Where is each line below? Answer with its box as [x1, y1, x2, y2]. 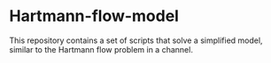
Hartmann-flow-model [9, 6, 180, 26]
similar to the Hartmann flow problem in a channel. [9, 44, 193, 54]
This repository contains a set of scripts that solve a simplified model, [9, 35, 263, 45]
